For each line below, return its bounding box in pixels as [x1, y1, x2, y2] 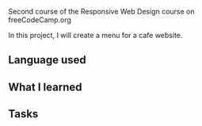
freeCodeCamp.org [8, 15, 71, 25]
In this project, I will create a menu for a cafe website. [8, 31, 183, 40]
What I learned [8, 80, 82, 94]
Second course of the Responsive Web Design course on [8, 7, 195, 16]
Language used [8, 53, 87, 67]
